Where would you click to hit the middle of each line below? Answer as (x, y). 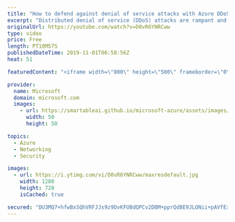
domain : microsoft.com (47, 98)
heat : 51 (20, 60)
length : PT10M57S (33, 46)
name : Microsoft (37, 91)
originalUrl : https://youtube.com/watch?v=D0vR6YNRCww (89, 27)
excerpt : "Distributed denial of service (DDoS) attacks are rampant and (117, 20)
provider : (22, 85)
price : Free (24, 40)
